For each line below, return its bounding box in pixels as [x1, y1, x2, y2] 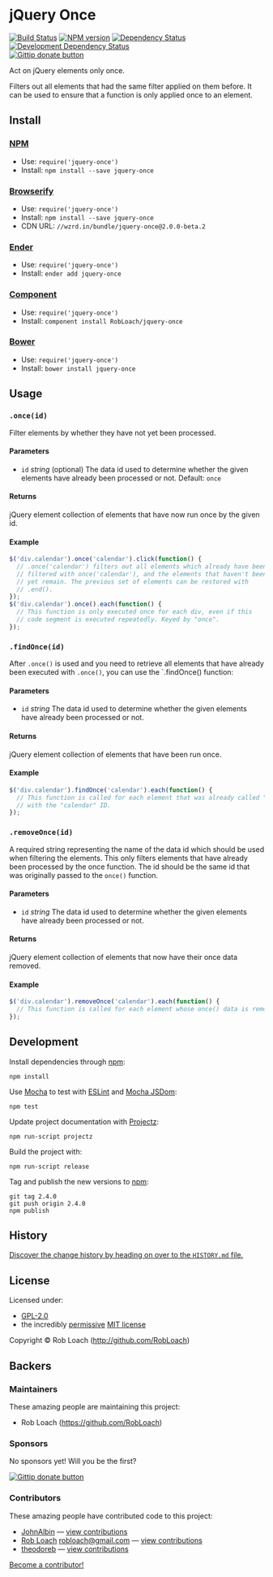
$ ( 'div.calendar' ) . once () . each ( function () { [9, 600, 162, 609]
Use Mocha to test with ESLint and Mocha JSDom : [9, 1087, 177, 1097]
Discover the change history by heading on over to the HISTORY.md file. [9, 1250, 244, 1260]
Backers [9, 1359, 52, 1373]
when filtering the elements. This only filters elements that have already [9, 853, 248, 862]
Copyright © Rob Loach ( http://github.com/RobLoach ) [9, 1336, 190, 1345]
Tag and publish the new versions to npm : [9, 1176, 149, 1186]
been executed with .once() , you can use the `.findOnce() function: [9, 667, 234, 677]
